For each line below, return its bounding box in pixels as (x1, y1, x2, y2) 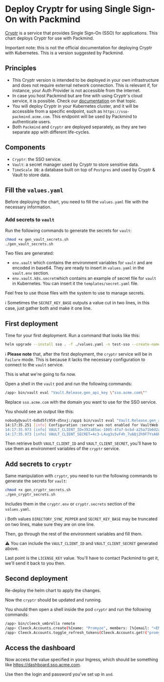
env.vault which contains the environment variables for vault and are (12, 260, 153, 266)
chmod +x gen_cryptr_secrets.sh (5, 488, 71, 493)
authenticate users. (12, 118, 51, 124)
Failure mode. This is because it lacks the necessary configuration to (5, 357, 145, 363)
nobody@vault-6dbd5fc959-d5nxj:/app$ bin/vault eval (5, 418, 115, 423)
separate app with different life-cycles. (12, 129, 90, 135)
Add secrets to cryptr (5, 460, 72, 468)
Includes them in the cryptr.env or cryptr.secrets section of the (5, 501, 135, 507)
